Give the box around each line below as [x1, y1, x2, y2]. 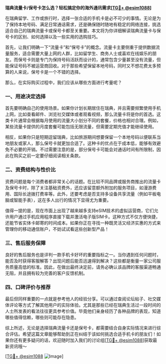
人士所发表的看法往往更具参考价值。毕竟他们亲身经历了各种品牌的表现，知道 [5, 308, 161, 314]
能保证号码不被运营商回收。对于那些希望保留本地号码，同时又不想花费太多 [5, 63, 157, 69]
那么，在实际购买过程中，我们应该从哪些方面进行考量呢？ [5, 80, 122, 85]
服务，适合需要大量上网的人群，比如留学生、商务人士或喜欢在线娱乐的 [9, 50, 152, 56]
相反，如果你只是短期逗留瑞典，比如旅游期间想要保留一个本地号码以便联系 [5, 134, 157, 140]
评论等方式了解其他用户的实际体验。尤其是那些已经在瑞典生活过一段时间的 [9, 302, 161, 308]
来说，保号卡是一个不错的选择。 [18, 69, 83, 75]
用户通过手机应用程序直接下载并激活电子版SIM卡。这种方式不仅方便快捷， [9, 213, 161, 219]
